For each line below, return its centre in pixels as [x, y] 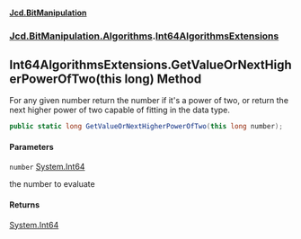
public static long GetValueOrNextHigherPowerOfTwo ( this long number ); [146, 127]
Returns [25, 205]
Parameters [31, 146]
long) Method [163, 79]
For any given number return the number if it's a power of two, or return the [149, 101]
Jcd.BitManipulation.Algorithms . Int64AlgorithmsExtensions [144, 36]
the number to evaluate [53, 184]
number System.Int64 [47, 167]
